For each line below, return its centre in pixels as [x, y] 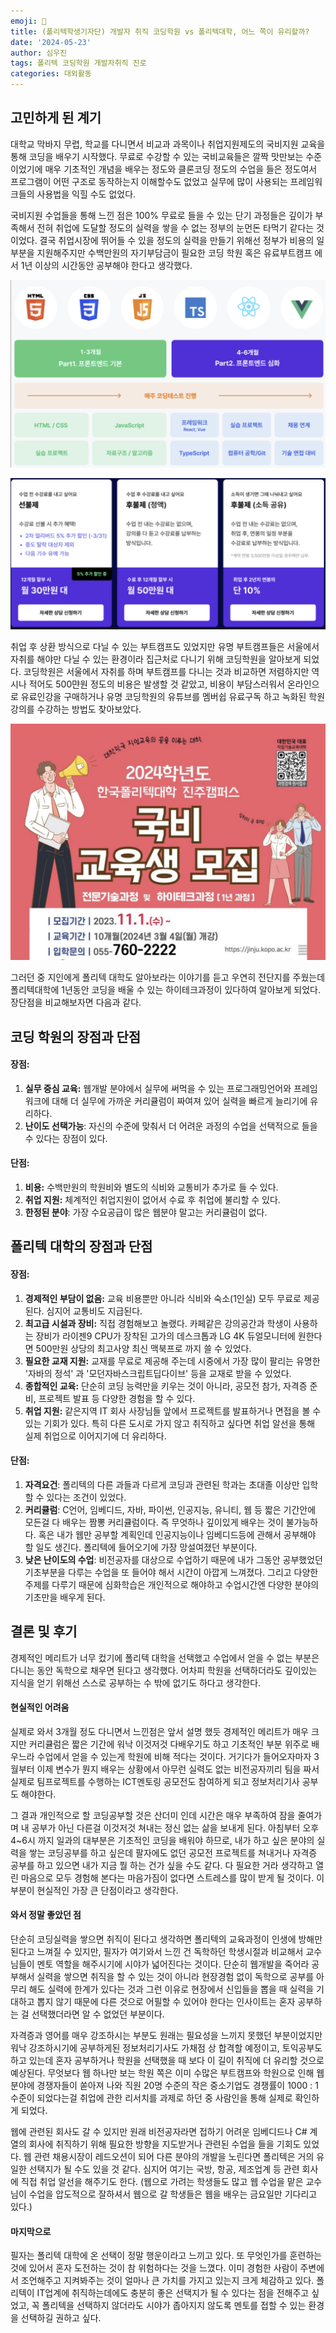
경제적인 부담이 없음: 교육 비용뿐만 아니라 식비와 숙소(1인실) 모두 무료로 [163, 1298]
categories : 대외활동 [51, 74]
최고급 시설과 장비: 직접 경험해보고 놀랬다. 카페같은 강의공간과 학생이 [158, 1323]
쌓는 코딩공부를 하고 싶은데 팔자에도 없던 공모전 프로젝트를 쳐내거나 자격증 [173, 1852]
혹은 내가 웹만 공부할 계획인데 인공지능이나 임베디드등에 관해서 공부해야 [177, 1534]
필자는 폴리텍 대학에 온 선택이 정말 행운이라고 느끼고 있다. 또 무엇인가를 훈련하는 [166, 2256]
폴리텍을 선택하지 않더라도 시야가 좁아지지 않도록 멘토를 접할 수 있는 [174, 2306]
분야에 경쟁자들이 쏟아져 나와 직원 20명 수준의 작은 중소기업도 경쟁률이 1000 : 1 [164, 2085]
